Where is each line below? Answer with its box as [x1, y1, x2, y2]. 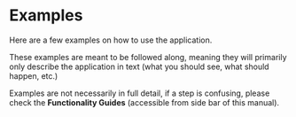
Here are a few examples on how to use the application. [9, 35, 213, 45]
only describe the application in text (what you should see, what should [9, 61, 269, 72]
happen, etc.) [9, 70, 58, 81]
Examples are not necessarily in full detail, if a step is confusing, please [9, 88, 270, 98]
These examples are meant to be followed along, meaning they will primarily [9, 51, 287, 62]
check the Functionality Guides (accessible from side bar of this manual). [9, 97, 280, 107]
